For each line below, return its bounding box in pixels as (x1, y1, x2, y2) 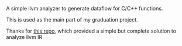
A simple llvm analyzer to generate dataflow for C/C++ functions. (6, 5, 163, 12)
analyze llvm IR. (6, 34, 44, 40)
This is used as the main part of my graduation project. (6, 16, 139, 23)
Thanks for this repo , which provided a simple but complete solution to (6, 27, 177, 34)
